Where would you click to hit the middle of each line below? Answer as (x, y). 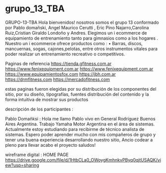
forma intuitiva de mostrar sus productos (47, 99)
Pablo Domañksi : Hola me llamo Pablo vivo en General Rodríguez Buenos (80, 118)
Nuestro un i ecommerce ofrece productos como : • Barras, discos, (74, 43)
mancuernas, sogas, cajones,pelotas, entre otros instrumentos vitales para (81, 49)
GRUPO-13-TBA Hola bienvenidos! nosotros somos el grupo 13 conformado (82, 22)
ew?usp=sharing (22, 165)
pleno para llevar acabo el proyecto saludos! (50, 145)
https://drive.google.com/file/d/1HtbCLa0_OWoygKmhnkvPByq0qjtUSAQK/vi (83, 160)
